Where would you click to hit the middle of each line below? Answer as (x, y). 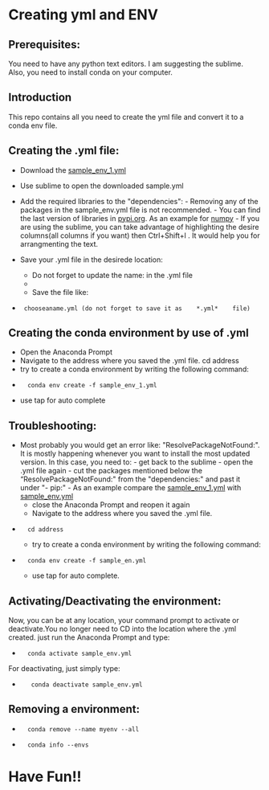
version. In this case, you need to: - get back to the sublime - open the (137, 462)
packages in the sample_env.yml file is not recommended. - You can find (140, 210)
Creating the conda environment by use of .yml (128, 333)
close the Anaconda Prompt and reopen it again (111, 505)
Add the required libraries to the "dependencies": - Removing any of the (139, 201)
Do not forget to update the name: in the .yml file (112, 275)
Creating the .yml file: (64, 151)
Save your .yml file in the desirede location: (91, 260)
